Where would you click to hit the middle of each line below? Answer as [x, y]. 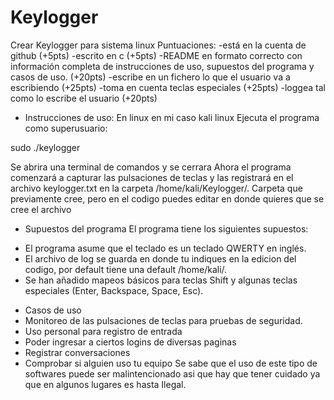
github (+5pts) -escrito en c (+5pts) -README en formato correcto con [156, 55]
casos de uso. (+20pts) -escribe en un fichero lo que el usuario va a [150, 77]
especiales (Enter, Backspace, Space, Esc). [114, 290]
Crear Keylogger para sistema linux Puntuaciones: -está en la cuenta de [158, 45]
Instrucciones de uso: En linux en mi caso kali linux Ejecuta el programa [172, 117]
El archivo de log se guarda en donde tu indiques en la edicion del [160, 258]
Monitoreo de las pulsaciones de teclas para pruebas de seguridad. [163, 320]
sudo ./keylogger [45, 147]
